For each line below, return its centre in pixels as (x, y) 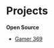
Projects (27, 11)
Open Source (23, 27)
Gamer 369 (28, 39)
